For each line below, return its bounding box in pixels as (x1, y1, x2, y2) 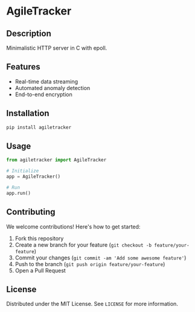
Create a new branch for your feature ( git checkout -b (14, 241, 152, 249)
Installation (6, 108, 50, 119)
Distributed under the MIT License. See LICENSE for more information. (6, 301, 178, 308)
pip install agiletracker (6, 124, 71, 131)
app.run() (6, 190, 31, 196)
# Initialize (6, 168, 39, 174)
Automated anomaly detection (14, 84, 91, 91)
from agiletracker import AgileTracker (6, 157, 107, 163)
